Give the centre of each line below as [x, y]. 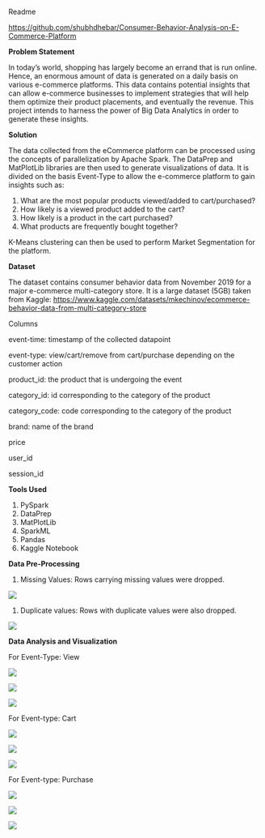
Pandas [33, 539]
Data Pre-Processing [44, 564]
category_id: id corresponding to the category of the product [109, 395]
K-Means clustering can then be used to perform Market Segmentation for [132, 242]
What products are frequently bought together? [99, 227]
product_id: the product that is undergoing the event [95, 379]
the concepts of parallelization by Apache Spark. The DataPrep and [120, 159]
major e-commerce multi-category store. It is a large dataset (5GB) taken [130, 291]
